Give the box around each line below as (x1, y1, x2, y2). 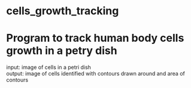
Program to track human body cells (6, 32, 184, 45)
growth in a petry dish (6, 44, 118, 58)
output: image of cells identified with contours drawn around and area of (6, 70, 186, 77)
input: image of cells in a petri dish (6, 64, 92, 71)
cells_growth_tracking (6, 4, 119, 18)
